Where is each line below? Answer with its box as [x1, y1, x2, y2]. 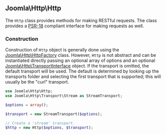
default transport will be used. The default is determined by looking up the [5, 68, 159, 75]
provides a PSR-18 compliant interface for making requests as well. [5, 23, 144, 29]
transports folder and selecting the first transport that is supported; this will [5, 74, 161, 80]
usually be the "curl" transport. [5, 79, 69, 85]
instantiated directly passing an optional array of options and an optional [5, 57, 155, 63]
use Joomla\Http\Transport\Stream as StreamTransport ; [5, 93, 123, 98]
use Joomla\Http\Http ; [5, 89, 53, 94]
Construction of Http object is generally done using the [5, 47, 120, 53]
